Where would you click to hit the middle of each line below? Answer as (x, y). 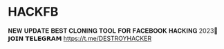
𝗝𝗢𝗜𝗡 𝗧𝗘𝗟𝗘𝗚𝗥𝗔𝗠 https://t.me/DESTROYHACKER (80, 38)
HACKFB (33, 12)
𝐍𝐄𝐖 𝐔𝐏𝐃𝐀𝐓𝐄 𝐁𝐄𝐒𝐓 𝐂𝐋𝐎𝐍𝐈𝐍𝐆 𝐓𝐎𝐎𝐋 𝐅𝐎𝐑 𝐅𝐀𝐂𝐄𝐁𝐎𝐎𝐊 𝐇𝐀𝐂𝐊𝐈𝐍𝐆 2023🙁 (113, 31)
